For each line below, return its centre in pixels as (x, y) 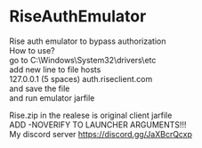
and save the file (40, 88)
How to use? (32, 50)
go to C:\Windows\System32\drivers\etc (83, 60)
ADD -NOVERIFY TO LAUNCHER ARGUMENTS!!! (98, 124)
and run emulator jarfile (52, 98)
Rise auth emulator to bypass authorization (88, 41)
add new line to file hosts (55, 70)
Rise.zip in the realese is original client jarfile (91, 115)
